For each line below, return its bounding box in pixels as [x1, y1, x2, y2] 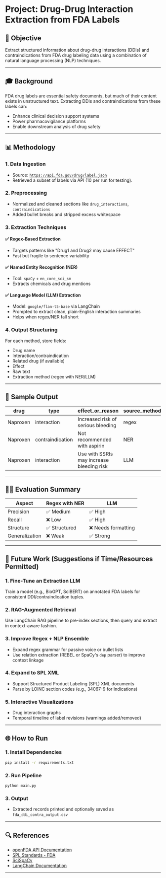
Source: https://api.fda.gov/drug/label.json [12, 172, 107, 178]
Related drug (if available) [12, 358, 65, 364]
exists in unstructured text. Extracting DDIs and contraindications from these [5, 98, 161, 104]
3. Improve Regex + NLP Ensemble [5, 635, 89, 642]
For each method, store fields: [5, 338, 67, 344]
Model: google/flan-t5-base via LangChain [12, 303, 100, 309]
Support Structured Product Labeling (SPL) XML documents [12, 680, 134, 686]
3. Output [5, 795, 29, 802]
